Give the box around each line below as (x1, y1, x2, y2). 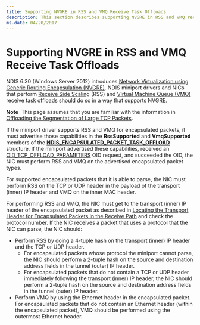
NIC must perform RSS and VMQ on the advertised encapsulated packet (6, 158, 183, 165)
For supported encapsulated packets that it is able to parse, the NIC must (6, 176, 186, 183)
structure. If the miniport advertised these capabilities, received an (6, 146, 170, 153)
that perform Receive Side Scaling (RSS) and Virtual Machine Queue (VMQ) (6, 91, 191, 98)
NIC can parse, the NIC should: (6, 225, 82, 233)
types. (6, 165, 22, 172)
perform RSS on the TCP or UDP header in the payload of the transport (6, 182, 180, 190)
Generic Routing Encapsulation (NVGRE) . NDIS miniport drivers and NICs (6, 84, 185, 91)
